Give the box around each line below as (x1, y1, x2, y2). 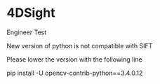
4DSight (6, 5, 55, 21)
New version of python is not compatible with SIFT (6, 41, 153, 50)
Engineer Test (6, 28, 47, 36)
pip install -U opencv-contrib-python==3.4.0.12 (6, 69, 143, 77)
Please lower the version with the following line (6, 55, 143, 64)
